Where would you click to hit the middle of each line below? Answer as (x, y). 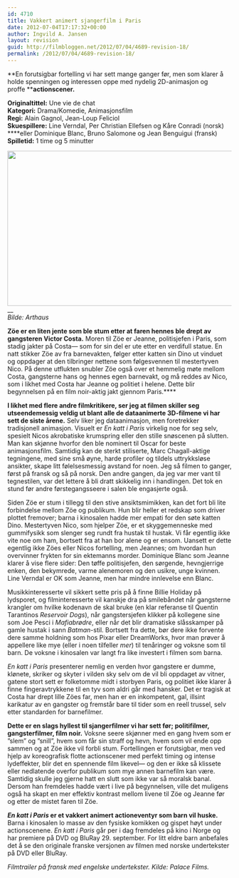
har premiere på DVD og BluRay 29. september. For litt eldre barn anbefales (118, 837)
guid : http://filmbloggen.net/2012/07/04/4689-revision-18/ (99, 47)
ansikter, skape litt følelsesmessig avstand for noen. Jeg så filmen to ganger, (120, 466)
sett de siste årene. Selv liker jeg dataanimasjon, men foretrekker (103, 420)
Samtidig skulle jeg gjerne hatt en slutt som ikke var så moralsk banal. (110, 778)
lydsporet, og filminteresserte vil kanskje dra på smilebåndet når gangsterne (119, 599)
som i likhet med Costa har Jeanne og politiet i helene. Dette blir (101, 384)
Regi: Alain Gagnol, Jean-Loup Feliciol (63, 118)
